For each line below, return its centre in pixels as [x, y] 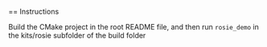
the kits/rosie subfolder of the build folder [77, 35]
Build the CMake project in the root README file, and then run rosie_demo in [133, 27]
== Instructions [34, 12]
